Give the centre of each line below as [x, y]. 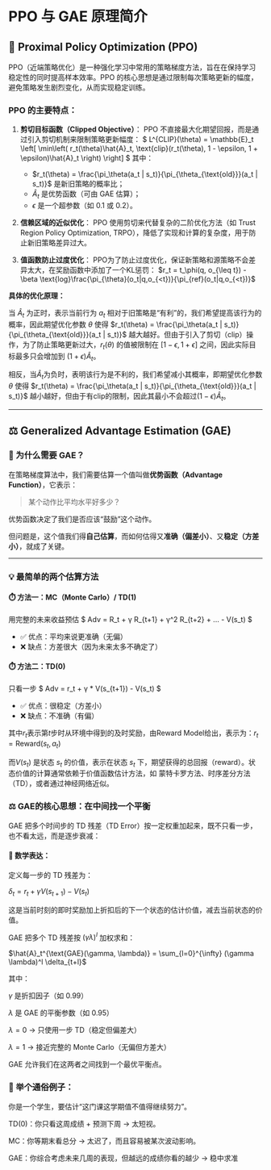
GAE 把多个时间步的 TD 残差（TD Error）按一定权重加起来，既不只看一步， [133, 825]
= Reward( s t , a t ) [35, 744]
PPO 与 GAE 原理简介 [78, 17]
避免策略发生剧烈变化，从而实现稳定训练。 [79, 87]
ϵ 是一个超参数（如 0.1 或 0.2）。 [84, 206]
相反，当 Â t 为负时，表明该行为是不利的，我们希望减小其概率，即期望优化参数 [135, 376]
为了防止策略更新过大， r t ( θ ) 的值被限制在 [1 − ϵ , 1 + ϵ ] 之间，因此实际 [135, 345]
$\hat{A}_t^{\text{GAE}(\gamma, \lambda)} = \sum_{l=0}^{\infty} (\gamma [131, 954]
